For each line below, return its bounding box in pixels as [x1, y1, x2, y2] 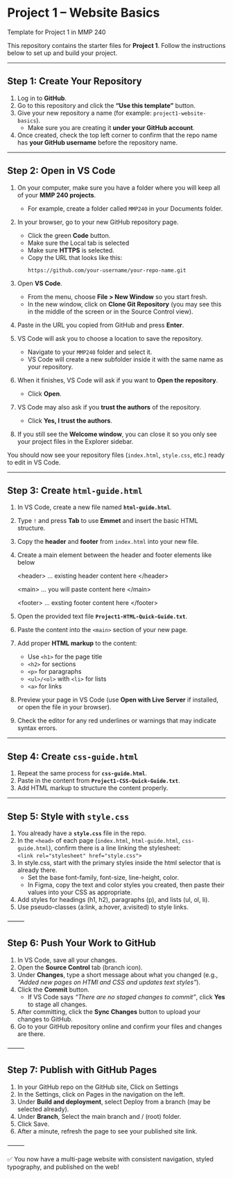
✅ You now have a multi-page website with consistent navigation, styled [7, 1154, 214, 1163]
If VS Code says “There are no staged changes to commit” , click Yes [27, 992, 225, 1001]
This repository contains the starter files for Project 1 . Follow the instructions [7, 41, 226, 49]
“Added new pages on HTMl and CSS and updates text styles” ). [17, 978, 201, 986]
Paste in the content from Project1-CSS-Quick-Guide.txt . [17, 777, 180, 785]
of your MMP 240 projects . [17, 191, 96, 199]
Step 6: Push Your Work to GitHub [7, 937, 156, 949]
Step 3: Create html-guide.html [7, 485, 144, 497]
